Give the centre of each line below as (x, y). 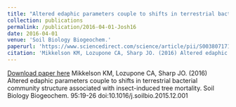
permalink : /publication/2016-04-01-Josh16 (72, 27)
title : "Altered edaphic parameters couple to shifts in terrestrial (111, 14)
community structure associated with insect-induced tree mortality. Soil (111, 88)
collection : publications (45, 20)
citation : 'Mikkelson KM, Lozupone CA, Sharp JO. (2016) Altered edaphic (118, 53)
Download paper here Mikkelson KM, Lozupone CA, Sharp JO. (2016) (107, 73)
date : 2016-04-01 (33, 33)
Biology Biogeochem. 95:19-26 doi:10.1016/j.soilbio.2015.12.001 (98, 95)
